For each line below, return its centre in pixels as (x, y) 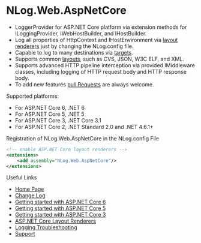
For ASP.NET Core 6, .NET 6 (50, 107)
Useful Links (22, 178)
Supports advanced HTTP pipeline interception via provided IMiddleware (105, 65)
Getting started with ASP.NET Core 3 (60, 215)
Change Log (30, 196)
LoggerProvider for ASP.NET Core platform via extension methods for (101, 27)
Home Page (29, 189)
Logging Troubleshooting (46, 227)
